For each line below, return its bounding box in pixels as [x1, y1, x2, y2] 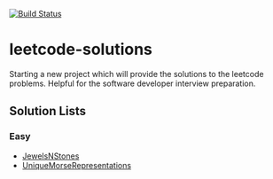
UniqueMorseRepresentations [21, 160, 131, 170]
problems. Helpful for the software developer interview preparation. [9, 78, 256, 89]
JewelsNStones [21, 151, 80, 161]
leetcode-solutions [9, 40, 153, 59]
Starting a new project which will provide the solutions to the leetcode [9, 68, 264, 79]
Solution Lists [9, 104, 87, 119]
